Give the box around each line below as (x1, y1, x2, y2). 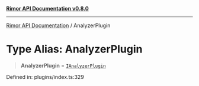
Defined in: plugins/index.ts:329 (6, 73, 84, 80)
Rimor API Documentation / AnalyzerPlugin (6, 22, 111, 29)
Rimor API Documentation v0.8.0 (6, 5, 89, 12)
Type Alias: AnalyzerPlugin (6, 42, 143, 56)
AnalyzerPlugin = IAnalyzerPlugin (20, 62, 106, 69)
